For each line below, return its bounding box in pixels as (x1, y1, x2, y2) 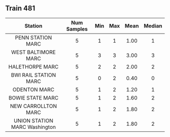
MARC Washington (11, 123, 56, 130)
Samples (66, 25, 88, 32)
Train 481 (5, 4, 35, 13)
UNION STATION (13, 117, 54, 124)
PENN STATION (15, 34, 52, 41)
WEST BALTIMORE (11, 48, 56, 55)
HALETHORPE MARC (8, 63, 59, 70)
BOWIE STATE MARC (8, 94, 59, 101)
